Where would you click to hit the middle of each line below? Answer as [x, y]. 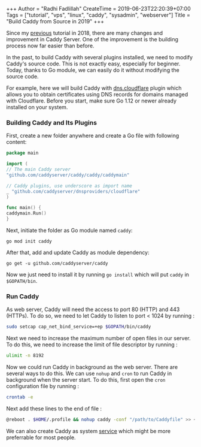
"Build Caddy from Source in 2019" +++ [55, 21]
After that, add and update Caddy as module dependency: [78, 253]
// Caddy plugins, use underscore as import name [69, 186]
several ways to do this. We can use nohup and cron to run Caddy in [89, 373]
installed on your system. [37, 107]
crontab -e [20, 397]
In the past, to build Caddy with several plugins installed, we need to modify [100, 57]
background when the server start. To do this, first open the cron [86, 380]
